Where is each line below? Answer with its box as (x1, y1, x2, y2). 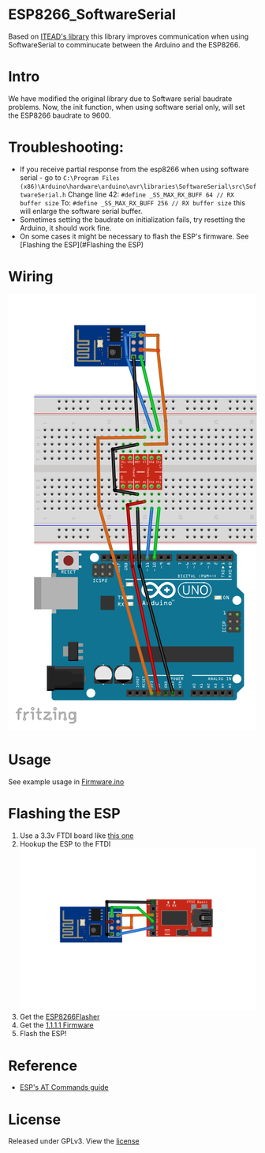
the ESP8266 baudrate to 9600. (8, 111, 112, 120)
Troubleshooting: (8, 138, 125, 156)
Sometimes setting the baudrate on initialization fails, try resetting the (19, 215, 246, 224)
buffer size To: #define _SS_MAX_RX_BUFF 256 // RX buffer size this (19, 197, 246, 207)
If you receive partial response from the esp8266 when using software (19, 164, 250, 174)
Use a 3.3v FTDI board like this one (19, 831, 134, 840)
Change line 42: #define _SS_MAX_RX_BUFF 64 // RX (67, 190, 234, 199)
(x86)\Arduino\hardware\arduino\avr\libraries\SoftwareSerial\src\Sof (19, 182, 257, 190)
